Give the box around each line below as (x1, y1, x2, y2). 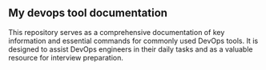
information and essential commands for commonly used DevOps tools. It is (8, 36, 259, 45)
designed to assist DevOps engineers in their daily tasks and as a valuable (8, 44, 253, 54)
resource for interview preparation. (8, 52, 124, 62)
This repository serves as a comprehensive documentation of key (8, 27, 225, 37)
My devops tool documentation (8, 6, 168, 20)
